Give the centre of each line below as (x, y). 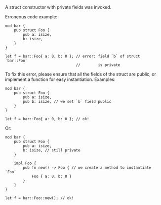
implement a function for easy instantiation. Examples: (60, 79)
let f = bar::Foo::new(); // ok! (40, 198)
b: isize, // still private (52, 150)
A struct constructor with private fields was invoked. (58, 7)
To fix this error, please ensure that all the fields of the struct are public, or (81, 74)
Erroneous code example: (31, 17)
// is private (98, 65)
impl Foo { (25, 163)
